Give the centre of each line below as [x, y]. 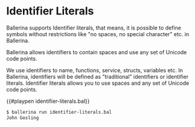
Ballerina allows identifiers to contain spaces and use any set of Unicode [97, 52]
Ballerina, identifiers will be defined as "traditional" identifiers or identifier [97, 76]
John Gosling [23, 118]
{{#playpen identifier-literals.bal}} [48, 101]
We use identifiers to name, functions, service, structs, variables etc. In [94, 70]
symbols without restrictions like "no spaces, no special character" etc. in [98, 34]
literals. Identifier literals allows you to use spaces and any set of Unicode [98, 83]
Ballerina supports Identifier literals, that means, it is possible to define [94, 28]
